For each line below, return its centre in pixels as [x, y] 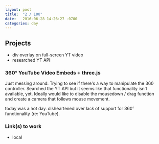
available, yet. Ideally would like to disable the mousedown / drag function [79, 94]
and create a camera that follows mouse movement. [57, 99]
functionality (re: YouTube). [33, 114]
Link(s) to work [23, 126]
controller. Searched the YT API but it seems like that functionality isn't [76, 89]
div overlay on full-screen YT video [48, 55]
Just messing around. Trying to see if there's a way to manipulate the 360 [79, 83]
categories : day [22, 23]
